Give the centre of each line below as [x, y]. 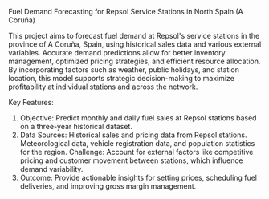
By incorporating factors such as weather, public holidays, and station [124, 70]
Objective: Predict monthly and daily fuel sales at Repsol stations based [138, 118]
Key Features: [31, 102]
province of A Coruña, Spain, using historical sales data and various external [135, 44]
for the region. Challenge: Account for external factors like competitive [137, 152]
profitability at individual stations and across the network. [103, 87]
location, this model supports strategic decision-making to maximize [122, 78]
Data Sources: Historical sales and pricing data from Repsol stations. [133, 135]
